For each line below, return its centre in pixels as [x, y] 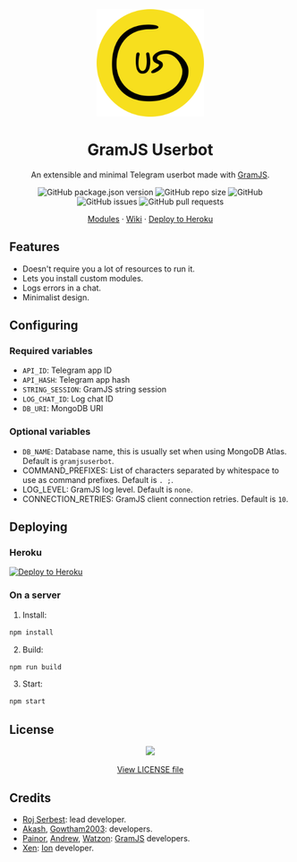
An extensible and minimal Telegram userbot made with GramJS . [150, 175]
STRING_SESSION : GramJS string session [94, 390]
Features [34, 247]
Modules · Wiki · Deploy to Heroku [150, 219]
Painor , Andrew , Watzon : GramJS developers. [106, 838]
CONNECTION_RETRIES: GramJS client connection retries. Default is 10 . [155, 499]
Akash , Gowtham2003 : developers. [87, 829]
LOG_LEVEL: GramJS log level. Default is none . [107, 489]
